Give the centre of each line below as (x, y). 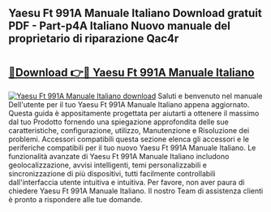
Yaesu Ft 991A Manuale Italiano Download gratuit (135, 13)
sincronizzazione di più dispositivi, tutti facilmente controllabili (112, 173)
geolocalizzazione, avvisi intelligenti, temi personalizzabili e (108, 165)
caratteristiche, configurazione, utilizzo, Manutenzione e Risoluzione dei (129, 130)
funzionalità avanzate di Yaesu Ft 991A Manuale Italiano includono (119, 156)
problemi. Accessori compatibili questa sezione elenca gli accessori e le (129, 139)
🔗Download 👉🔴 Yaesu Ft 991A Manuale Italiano (131, 72)
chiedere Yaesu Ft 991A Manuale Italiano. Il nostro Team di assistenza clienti (136, 191)
